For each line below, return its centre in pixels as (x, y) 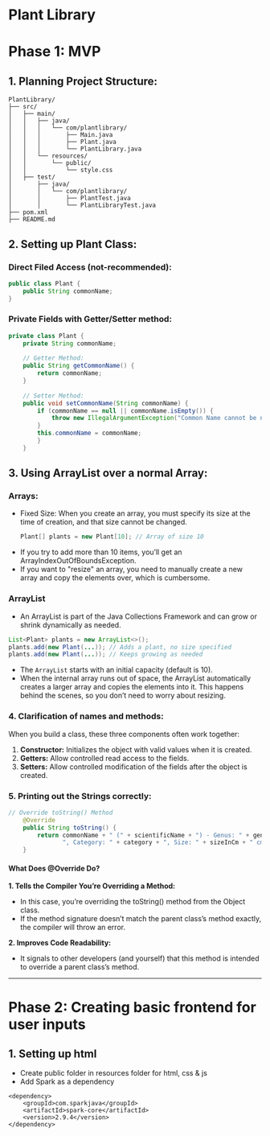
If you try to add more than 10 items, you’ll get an (101, 552)
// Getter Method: (53, 358)
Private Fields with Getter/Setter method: (90, 319)
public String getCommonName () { (79, 366)
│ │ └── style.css (61, 171)
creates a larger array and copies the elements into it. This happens (132, 687)
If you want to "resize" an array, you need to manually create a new (131, 570)
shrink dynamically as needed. (71, 624)
